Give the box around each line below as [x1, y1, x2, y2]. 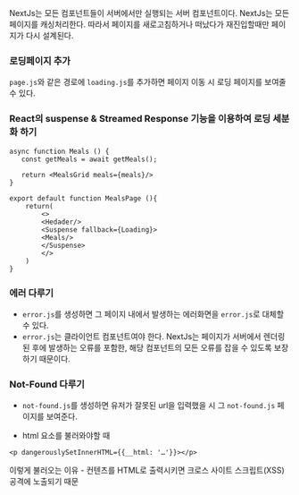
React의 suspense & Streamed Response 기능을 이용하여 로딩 [9, 113, 271, 125]
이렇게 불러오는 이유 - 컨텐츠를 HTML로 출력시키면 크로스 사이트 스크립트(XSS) [9, 465, 285, 476]
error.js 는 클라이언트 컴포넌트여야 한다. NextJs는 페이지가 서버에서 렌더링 [21, 330, 286, 342]
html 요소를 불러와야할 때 [21, 431, 111, 441]
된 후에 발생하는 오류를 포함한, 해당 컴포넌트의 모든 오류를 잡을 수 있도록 [21, 342, 272, 353]
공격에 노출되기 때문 [9, 476, 79, 487]
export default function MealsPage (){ [9, 193, 158, 203]
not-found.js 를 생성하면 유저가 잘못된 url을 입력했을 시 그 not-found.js [21, 400, 276, 411]
